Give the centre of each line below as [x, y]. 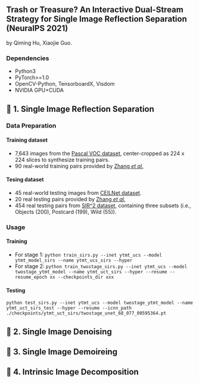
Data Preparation [31, 126]
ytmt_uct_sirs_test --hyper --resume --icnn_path [69, 308]
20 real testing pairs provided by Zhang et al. [70, 199]
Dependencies [28, 58]
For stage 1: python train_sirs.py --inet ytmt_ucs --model [88, 254]
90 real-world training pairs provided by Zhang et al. [79, 166]
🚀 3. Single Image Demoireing [62, 352]
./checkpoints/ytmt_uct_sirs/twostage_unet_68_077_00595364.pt [86, 313]
